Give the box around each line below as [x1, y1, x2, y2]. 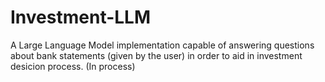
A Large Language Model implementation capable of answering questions [10, 39, 315, 51]
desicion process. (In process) [10, 60, 136, 72]
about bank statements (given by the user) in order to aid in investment [10, 49, 303, 61]
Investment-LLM [10, 6, 152, 29]
